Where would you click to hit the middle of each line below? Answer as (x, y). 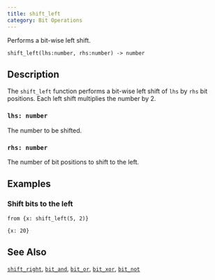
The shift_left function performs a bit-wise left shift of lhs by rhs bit (107, 91)
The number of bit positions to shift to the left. (73, 162)
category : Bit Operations (45, 20)
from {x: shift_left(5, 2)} (48, 218)
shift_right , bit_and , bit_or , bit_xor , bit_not (74, 269)
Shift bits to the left (40, 204)
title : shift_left (34, 14)
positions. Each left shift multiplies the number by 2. (82, 99)
